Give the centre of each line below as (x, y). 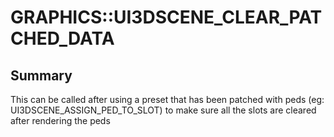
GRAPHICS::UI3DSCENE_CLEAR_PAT (166, 17)
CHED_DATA (62, 38)
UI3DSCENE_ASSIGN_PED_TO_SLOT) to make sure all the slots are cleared (163, 110)
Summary (41, 75)
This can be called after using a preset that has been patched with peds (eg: (167, 99)
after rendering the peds (60, 120)
